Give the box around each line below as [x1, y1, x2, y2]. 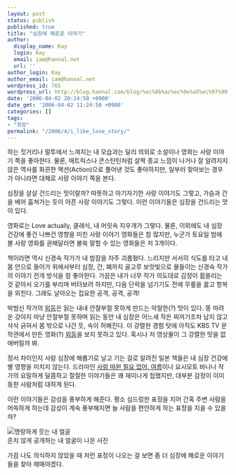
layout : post [7, 10, 46, 18]
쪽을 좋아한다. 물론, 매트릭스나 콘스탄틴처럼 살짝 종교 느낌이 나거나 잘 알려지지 [14, 156, 228, 165]
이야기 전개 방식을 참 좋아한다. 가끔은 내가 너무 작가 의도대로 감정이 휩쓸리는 [14, 272, 223, 280]
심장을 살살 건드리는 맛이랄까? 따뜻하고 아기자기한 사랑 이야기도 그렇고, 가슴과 [7, 189, 221, 197]
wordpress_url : [7, 88, 52, 95]
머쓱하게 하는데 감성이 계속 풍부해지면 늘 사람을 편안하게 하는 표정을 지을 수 [7, 404, 214, 413]
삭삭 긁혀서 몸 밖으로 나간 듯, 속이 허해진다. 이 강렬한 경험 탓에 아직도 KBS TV [7, 321, 220, 330]
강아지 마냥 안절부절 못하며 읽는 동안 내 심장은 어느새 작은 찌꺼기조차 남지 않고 [14, 313, 228, 321]
